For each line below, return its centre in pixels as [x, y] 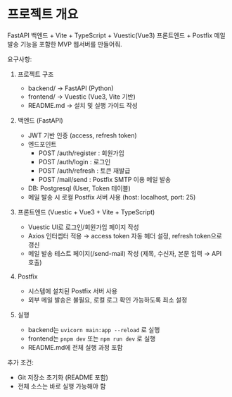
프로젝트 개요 [43, 14]
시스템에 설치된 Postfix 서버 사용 [73, 291]
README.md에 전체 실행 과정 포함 [75, 347]
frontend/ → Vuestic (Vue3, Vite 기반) [82, 97]
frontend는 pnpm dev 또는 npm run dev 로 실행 [92, 338]
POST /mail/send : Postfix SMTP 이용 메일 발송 [104, 179]
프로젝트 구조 [36, 74]
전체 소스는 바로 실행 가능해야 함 [62, 386]
